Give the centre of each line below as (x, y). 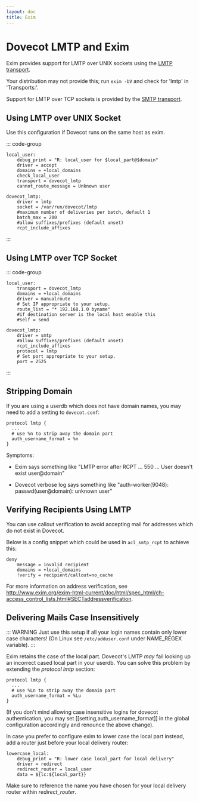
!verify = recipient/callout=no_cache (65, 575)
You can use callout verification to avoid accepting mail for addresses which (100, 524)
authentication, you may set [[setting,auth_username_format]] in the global (98, 718)
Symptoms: (20, 455)
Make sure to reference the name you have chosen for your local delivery (96, 785)
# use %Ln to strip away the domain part (64, 690)
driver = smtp (34, 336)
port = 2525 (32, 362)
